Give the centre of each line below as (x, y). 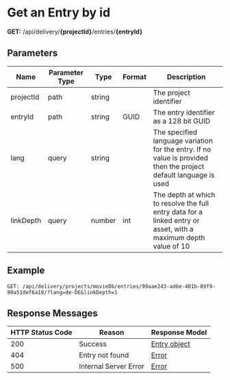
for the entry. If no (182, 149)
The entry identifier (184, 112)
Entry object (170, 344)
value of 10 (171, 246)
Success (93, 344)
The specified (175, 132)
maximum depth (179, 237)
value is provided (181, 158)
